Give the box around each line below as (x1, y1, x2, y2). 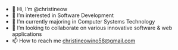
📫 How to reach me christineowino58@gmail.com (11, 37, 136, 44)
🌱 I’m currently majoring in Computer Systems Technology (11, 18, 155, 25)
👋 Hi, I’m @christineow (11, 6, 67, 12)
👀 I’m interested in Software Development (11, 12, 114, 19)
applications (11, 31, 42, 38)
